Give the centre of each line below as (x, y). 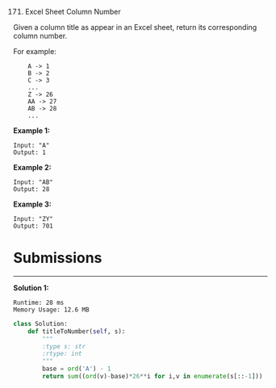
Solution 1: (31, 288)
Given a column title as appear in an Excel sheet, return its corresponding (135, 27)
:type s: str (64, 346)
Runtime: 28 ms (39, 302)
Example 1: (32, 131)
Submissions (58, 258)
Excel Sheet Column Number (73, 12)
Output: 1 (30, 152)
